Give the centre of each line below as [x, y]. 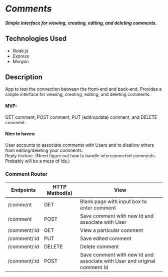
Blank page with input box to [113, 202]
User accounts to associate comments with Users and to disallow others [79, 145]
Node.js [20, 51]
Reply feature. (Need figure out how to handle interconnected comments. [80, 155]
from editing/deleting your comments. [44, 150]
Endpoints [23, 190]
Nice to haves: [20, 134]
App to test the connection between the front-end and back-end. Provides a [83, 89]
